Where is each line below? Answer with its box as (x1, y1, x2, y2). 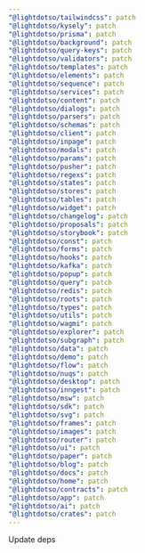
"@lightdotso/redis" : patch (8, 286, 113, 295)
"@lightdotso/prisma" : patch (8, 29, 117, 38)
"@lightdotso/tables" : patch (8, 195, 117, 205)
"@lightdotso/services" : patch (8, 87, 125, 96)
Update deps (8, 534, 56, 545)
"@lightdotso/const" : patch (8, 237, 113, 246)
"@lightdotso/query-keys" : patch (8, 46, 133, 55)
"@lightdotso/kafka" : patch (8, 262, 113, 271)
